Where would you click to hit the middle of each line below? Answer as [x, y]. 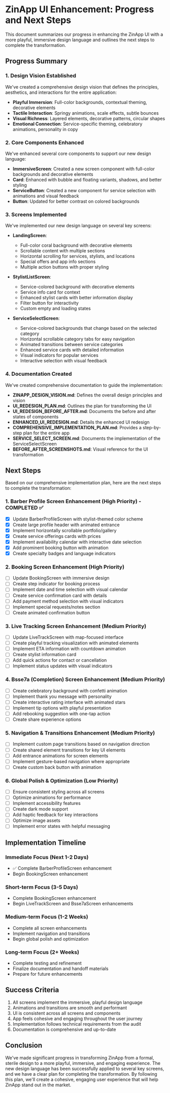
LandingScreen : [30, 236]
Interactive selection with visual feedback [64, 361]
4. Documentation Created [39, 374]
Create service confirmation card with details [60, 595]
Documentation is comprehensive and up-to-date [64, 1029]
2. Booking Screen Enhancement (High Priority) [65, 567]
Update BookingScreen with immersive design [61, 578]
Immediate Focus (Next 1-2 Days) [47, 857]
